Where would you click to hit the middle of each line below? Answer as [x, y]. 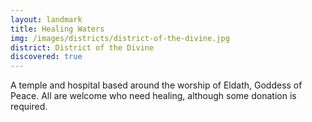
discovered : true [46, 57]
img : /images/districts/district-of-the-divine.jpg [120, 38]
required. [29, 107]
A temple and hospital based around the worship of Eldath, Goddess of [156, 85]
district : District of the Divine [82, 47]
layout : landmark [46, 19]
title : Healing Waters [57, 29]
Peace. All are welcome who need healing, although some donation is [153, 96]
